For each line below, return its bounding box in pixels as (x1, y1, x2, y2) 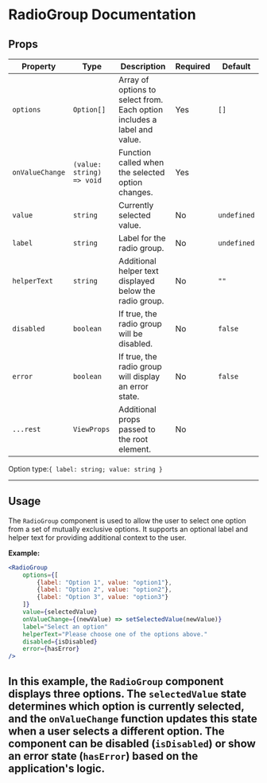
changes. (118, 187, 153, 198)
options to (118, 84, 157, 95)
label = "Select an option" (22, 623, 109, 631)
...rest (12, 425, 41, 433)
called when (118, 157, 164, 168)
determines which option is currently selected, (8, 699, 245, 713)
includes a (118, 114, 157, 125)
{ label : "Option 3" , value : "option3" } (37, 593, 169, 601)
